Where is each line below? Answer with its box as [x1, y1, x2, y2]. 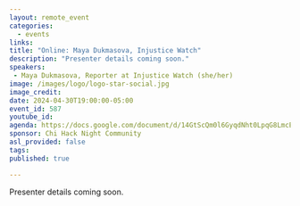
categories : [9, 21, 54, 30]
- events [17, 29, 50, 38]
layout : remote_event [9, 12, 90, 22]
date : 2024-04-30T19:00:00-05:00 [9, 95, 134, 105]
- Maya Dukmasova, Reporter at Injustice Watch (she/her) [12, 71, 234, 80]
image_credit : [9, 87, 62, 96]
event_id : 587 [9, 104, 62, 113]
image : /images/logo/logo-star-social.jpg [9, 79, 170, 88]
